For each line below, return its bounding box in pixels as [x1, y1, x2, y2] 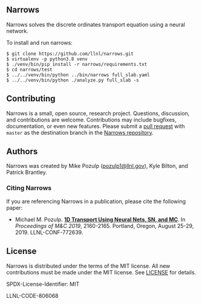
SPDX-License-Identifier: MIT [6, 280, 80, 288]
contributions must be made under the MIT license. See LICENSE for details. [6, 268, 197, 276]
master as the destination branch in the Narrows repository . [6, 129, 154, 136]
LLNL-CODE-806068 [6, 292, 59, 299]
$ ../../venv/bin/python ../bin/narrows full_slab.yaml [6, 72, 150, 78]
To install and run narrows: [6, 39, 73, 46]
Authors [6, 146, 38, 157]
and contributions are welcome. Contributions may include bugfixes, [6, 116, 177, 123]
